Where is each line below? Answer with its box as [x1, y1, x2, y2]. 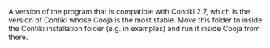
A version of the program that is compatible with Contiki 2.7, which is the [8, 7, 251, 16]
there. [8, 32, 28, 42]
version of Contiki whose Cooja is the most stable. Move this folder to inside [8, 15, 263, 25]
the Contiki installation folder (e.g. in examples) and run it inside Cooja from [8, 24, 261, 33]
